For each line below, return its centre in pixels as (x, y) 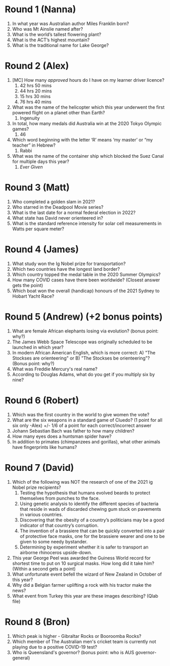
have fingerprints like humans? (44, 447)
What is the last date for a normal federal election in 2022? (74, 212)
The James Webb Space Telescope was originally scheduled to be (82, 342)
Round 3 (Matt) (37, 188)
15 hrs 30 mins (35, 96)
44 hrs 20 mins (36, 91)
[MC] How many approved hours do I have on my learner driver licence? (88, 80)
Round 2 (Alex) (37, 66)
